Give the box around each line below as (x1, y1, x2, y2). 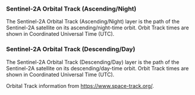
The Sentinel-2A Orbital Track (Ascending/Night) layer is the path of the (6, 18, 180, 25)
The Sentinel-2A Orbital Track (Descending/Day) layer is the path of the (6, 58, 180, 66)
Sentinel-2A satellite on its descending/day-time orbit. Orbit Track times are (6, 65, 189, 72)
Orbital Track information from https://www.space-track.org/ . (6, 82, 154, 89)
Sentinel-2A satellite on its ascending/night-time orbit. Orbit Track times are (6, 24, 189, 31)
